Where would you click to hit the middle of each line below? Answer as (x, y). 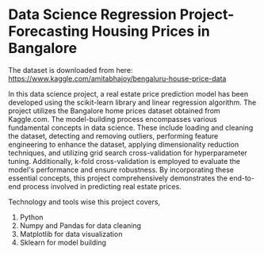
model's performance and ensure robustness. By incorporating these (121, 169)
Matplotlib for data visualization (71, 234)
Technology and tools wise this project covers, (84, 202)
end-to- (242, 178)
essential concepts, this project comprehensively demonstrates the (118, 178)
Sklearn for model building (63, 242)
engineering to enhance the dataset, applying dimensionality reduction (124, 144)
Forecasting (48, 31)
